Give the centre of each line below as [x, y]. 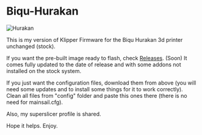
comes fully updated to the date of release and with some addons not [94, 64]
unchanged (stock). [31, 46]
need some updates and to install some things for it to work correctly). [95, 89]
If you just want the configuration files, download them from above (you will [101, 83]
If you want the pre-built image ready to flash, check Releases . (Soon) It [97, 58]
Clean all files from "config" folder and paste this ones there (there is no [97, 95]
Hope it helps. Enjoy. [32, 125]
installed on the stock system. [44, 71]
